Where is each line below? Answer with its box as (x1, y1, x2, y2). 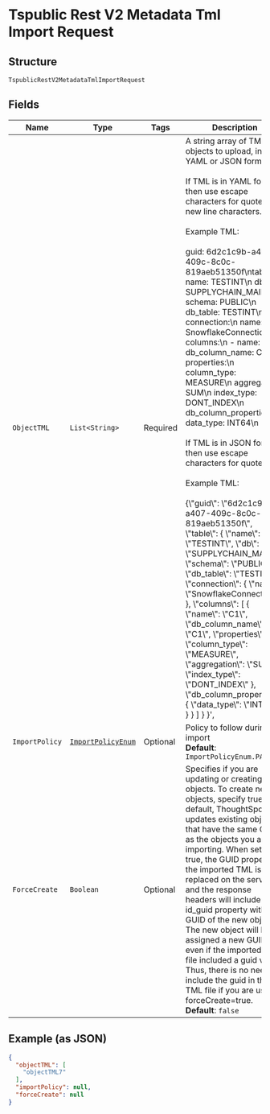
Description (211, 122, 258, 133)
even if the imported (185, 944, 262, 955)
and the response (185, 884, 252, 895)
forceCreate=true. (185, 994, 253, 1005)
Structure (8, 55, 58, 68)
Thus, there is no (185, 964, 249, 976)
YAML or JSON (185, 155, 243, 167)
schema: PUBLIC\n (185, 296, 257, 307)
